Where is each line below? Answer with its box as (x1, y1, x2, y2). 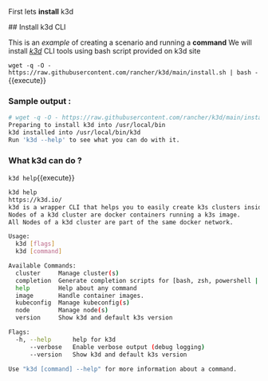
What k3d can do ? (8, 155, 82, 166)
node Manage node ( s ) (15, 307, 109, 315)
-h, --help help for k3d (15, 335, 116, 343)
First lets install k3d (8, 7, 74, 16)
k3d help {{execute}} (8, 173, 76, 183)
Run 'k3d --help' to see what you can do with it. (8, 136, 180, 144)
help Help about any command (15, 284, 137, 292)
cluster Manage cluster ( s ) (15, 269, 120, 277)
